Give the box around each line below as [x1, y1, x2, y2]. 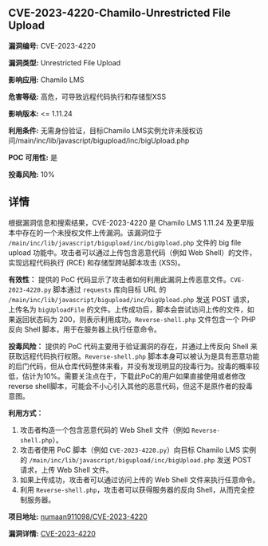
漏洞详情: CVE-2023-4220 [8, 528, 96, 538]
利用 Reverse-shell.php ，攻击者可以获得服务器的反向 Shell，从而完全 [19, 485, 248, 494]
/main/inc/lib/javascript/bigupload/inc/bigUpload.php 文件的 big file [8, 238, 242, 247]
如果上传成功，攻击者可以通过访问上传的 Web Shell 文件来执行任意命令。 [19, 474, 260, 485]
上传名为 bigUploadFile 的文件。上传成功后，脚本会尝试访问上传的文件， [8, 304, 247, 314]
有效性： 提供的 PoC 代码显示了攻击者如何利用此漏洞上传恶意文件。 [8, 274, 231, 284]
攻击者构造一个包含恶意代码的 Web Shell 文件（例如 [19, 425, 190, 434]
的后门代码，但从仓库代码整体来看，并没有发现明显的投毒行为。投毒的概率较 [8, 361, 260, 371]
